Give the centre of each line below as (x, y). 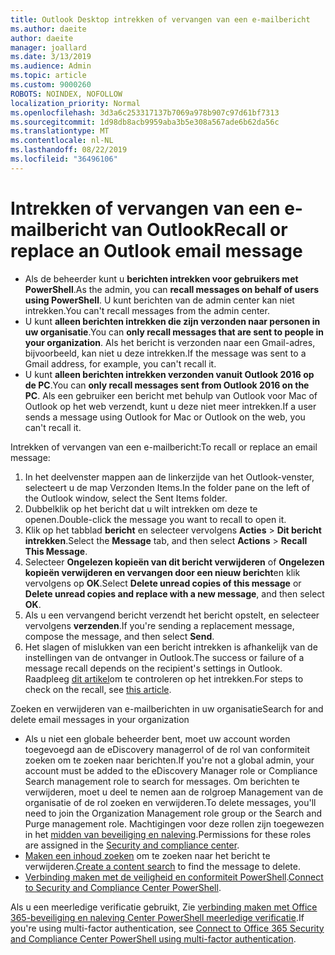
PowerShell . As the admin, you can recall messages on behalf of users (172, 289)
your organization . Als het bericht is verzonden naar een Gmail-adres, (170, 342)
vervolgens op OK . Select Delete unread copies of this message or (163, 583)
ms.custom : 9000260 (51, 85)
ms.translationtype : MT (60, 131)
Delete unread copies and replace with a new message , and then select (174, 593)
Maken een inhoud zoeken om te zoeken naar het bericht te (147, 855)
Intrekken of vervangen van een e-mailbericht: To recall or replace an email (164, 447)
